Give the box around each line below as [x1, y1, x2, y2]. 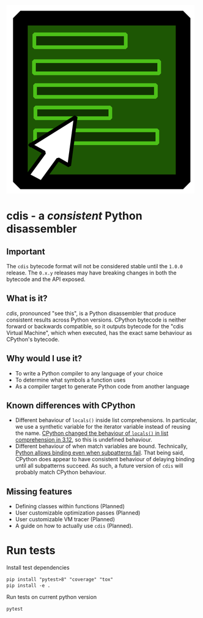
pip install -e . [6, 582, 51, 589]
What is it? [6, 293, 48, 304]
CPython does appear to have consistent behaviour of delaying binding [15, 456, 195, 463]
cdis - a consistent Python [6, 209, 142, 223]
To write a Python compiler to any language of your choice [15, 369, 163, 377]
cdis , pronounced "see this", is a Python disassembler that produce [6, 309, 176, 317]
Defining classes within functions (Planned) [15, 503, 125, 510]
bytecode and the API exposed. [6, 276, 86, 283]
